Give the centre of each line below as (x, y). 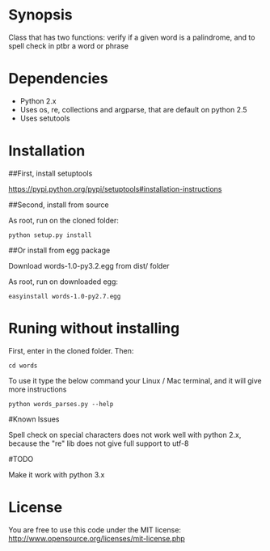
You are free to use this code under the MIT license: (95, 530)
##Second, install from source (59, 205)
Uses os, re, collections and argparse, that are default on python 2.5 (134, 109)
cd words (23, 366)
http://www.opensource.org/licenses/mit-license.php (97, 538)
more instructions (38, 389)
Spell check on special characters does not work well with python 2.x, (125, 434)
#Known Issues (34, 419)
